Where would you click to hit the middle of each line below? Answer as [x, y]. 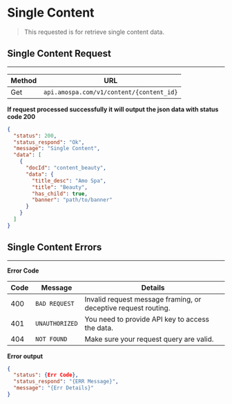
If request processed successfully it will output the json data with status [113, 109]
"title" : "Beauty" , [60, 187]
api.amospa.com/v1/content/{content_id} [111, 92]
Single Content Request [59, 54]
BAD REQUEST [55, 303]
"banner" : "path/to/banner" [72, 200]
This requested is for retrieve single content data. [94, 32]
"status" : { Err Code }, [46, 375]
